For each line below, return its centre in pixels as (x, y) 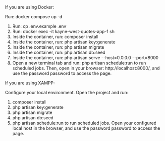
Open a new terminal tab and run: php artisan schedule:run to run (79, 63)
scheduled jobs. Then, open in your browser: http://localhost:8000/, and (86, 68)
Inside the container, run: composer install (55, 37)
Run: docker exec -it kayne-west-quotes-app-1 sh (63, 31)
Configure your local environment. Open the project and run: (67, 92)
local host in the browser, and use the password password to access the (86, 128)
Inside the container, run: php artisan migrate (58, 47)
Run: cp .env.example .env (39, 26)
